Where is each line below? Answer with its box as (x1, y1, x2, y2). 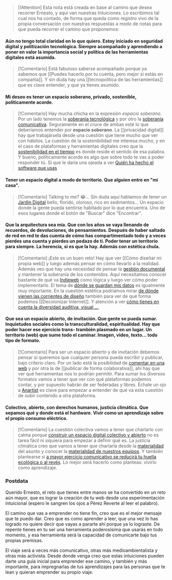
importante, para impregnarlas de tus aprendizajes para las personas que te (5, 564, 165, 570)
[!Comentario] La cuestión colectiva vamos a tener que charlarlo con (17, 427, 163, 433)
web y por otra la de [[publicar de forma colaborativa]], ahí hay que (17, 365, 160, 371)
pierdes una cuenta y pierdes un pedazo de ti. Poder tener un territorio (5, 238, 158, 244)
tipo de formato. (5, 337, 40, 344)
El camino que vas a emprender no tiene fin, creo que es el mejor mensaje (5, 510, 162, 516)
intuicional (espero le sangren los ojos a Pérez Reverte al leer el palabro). (5, 500, 159, 506)
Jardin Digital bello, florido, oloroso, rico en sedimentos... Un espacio (17, 199, 164, 205)
